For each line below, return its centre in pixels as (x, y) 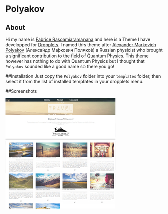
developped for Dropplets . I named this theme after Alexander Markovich (81, 45)
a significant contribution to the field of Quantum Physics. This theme (77, 56)
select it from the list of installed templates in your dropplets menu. (74, 82)
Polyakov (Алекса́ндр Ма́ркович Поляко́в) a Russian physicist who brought (84, 50)
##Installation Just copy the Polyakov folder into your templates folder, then (83, 76)
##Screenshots (21, 91)
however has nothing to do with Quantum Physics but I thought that (75, 61)
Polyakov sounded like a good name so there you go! (60, 66)
